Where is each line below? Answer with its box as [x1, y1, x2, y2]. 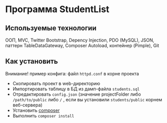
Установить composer [12, 107, 60, 113]
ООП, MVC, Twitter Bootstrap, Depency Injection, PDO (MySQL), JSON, [5, 37, 154, 43]
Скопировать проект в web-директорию [12, 80, 100, 87]
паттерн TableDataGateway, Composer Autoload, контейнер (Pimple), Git [5, 43, 159, 49]
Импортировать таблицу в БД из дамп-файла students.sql [12, 86, 140, 92]
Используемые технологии [5, 24, 97, 32]
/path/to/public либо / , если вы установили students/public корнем [12, 96, 162, 102]
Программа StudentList [5, 4, 110, 15]
